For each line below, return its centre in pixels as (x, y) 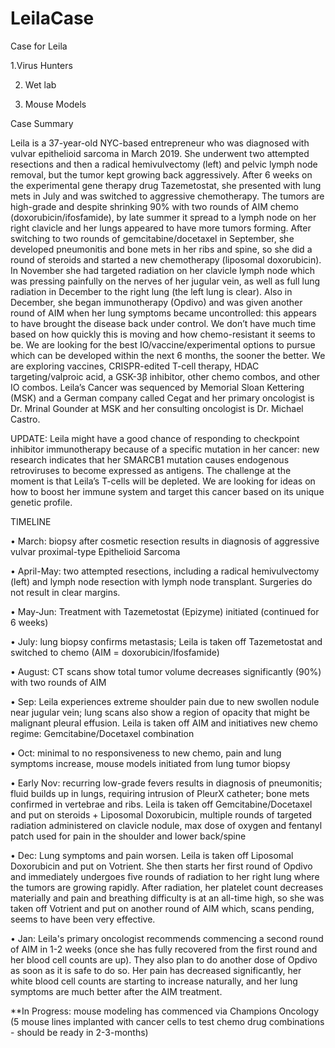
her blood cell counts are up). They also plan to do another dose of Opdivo (164, 959)
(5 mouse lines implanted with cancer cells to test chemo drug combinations (167, 1021)
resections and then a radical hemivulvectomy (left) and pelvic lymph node (164, 164)
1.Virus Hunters (41, 65)
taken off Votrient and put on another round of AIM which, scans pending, (162, 908)
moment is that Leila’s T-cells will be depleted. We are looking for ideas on (163, 481)
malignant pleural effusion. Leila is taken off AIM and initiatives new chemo (164, 723)
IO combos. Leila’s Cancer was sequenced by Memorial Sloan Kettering (157, 387)
